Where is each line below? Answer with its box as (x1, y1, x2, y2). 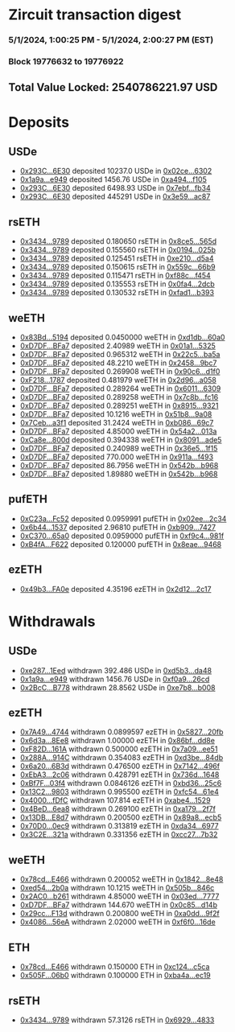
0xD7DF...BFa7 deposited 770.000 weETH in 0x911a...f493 (19, 452, 214, 462)
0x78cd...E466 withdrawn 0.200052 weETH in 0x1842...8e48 (19, 874, 224, 884)
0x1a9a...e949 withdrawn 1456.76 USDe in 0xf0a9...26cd (19, 674, 210, 684)
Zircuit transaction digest (8, 6, 182, 24)
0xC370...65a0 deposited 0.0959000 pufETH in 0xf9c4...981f (19, 531, 225, 541)
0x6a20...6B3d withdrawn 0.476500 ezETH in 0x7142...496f (19, 762, 220, 771)
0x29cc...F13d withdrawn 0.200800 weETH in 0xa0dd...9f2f (19, 909, 220, 919)
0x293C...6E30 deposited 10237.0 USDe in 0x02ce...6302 (19, 167, 212, 176)
